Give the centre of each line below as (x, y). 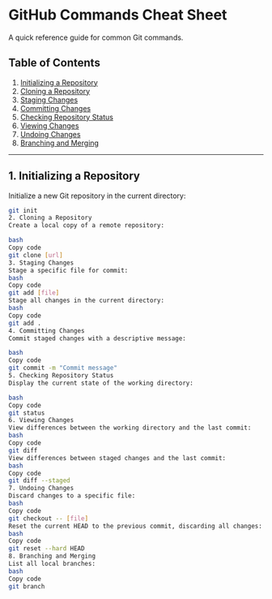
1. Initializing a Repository (74, 176)
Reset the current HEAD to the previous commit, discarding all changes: (136, 526)
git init (23, 210)
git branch (27, 586)
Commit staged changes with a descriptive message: (97, 338)
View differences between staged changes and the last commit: (117, 458)
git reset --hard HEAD (47, 549)
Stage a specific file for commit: (68, 270)
